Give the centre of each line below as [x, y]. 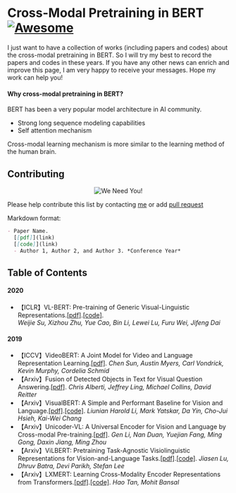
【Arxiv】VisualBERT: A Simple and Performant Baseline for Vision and [120, 403]
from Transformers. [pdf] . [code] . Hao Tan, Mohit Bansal [98, 482]
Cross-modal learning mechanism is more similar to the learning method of [116, 144]
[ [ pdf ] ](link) [34, 238]
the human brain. [32, 152]
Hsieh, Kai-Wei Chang [50, 418]
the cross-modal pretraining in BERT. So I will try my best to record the [110, 55]
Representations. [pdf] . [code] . [61, 315]
